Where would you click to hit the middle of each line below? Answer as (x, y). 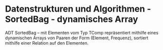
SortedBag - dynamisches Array (72, 19)
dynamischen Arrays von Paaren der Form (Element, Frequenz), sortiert (77, 38)
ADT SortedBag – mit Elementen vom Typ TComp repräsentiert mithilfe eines (82, 33)
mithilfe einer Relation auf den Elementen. (47, 43)
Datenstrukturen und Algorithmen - (78, 9)
